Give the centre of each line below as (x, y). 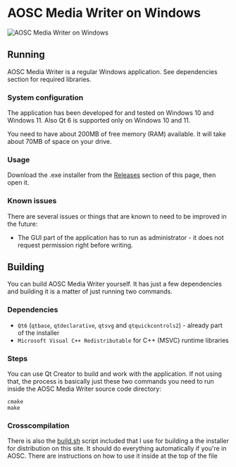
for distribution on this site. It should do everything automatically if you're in (117, 449)
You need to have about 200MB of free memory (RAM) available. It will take (117, 134)
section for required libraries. (49, 79)
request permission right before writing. (75, 245)
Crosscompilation (38, 425)
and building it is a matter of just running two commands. (90, 291)
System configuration (45, 97)
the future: (23, 224)
